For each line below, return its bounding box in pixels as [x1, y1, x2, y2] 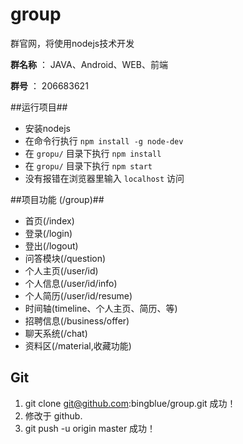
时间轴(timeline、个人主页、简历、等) [24, 302, 178, 314]
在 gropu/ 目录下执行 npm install [24, 147, 162, 159]
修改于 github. [24, 409, 83, 422]
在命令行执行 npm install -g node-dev [24, 134, 184, 147]
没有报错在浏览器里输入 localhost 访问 [24, 172, 185, 184]
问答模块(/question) [24, 252, 107, 264]
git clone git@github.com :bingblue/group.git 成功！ [24, 397, 237, 409]
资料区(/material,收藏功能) [24, 339, 132, 352]
